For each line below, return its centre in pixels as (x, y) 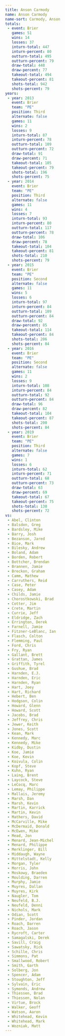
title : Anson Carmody (27, 10)
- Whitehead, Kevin (27, 1017)
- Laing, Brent (23, 776)
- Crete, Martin (24, 608)
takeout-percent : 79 (33, 168)
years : (12, 93)
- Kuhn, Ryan (21, 771)
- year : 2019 (21, 432)
